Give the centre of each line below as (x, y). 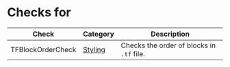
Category (99, 34)
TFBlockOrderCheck (43, 49)
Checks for (39, 13)
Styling (94, 49)
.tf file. (133, 53)
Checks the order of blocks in (168, 45)
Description (170, 34)
